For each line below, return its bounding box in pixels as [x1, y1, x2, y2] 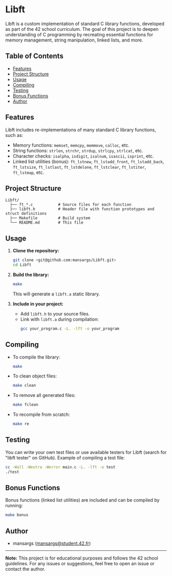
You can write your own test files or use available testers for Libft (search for [5, 449, 167, 455]
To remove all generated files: [12, 392, 76, 399]
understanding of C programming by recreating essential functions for [5, 31, 154, 37]
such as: [5, 132, 24, 138]
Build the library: [12, 271, 50, 277]
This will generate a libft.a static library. [12, 291, 100, 297]
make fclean [12, 402, 38, 407]
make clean [12, 383, 36, 388]
